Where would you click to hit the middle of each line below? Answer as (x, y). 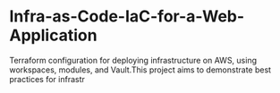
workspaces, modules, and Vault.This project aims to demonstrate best (140, 70)
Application (53, 35)
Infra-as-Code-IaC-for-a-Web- (127, 17)
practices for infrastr (47, 79)
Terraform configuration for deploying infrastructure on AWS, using (133, 60)
